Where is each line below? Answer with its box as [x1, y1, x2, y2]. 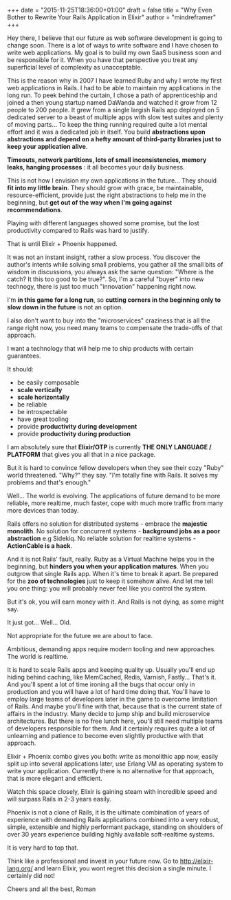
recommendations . [7, 206, 63, 214]
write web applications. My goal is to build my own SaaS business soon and [7, 48, 222, 57]
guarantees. [7, 351, 41, 360]
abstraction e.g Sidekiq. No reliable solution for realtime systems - [7, 534, 197, 542]
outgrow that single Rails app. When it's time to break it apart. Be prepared [7, 570, 219, 577]
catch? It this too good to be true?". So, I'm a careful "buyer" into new [7, 275, 204, 283]
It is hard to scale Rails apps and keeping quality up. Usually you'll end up [7, 666, 215, 674]
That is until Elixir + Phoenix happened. [7, 240, 118, 247]
